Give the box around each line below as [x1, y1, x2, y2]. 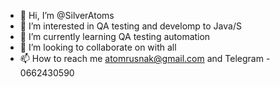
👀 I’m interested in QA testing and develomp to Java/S [19, 20, 242, 32]
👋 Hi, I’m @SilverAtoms [19, 10, 115, 21]
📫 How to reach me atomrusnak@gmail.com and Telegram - [19, 53, 271, 64]
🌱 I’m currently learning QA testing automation [19, 31, 211, 42]
